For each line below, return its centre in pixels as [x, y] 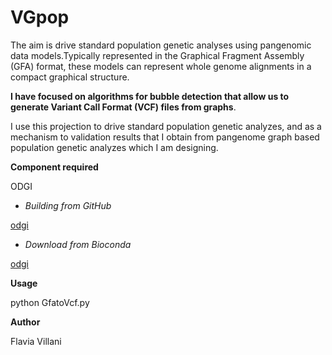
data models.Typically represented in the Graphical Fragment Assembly [157, 55]
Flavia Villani [36, 341]
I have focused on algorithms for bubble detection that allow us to [150, 96]
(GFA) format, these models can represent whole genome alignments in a [161, 66]
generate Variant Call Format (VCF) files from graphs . [123, 107]
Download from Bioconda [78, 244]
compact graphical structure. [70, 77]
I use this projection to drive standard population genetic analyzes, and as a [166, 126]
